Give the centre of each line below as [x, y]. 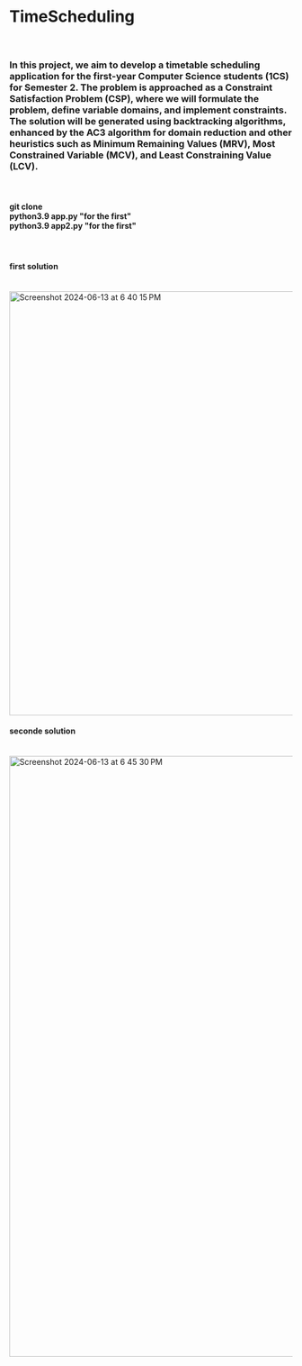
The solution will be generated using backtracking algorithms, [147, 121]
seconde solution [43, 731]
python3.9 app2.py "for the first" [73, 225]
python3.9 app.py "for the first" [71, 216]
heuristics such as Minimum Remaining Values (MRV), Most [142, 143]
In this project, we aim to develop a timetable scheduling [135, 65]
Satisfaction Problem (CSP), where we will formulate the [134, 98]
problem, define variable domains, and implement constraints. [148, 110]
